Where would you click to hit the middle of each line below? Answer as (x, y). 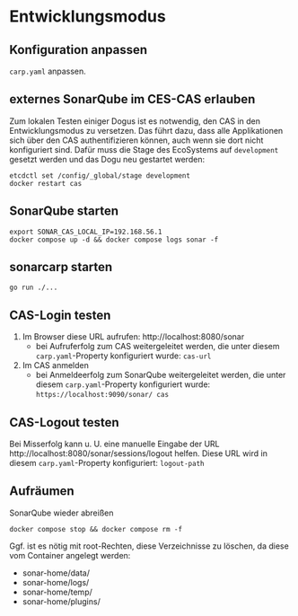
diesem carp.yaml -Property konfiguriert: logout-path (107, 463)
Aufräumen (42, 491)
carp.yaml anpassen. (48, 71)
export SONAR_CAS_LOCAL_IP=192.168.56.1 (86, 232)
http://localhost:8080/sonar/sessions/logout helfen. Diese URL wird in (138, 453)
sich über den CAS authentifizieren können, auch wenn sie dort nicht (136, 140)
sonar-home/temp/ (57, 592)
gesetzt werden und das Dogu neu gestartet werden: (107, 159)
